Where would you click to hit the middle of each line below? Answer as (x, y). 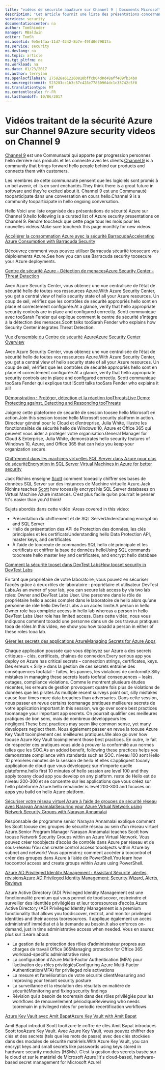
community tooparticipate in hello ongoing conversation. (62, 202)
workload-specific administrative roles (51, 954)
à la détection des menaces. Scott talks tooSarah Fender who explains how (81, 322)
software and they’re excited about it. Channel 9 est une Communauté (76, 191)
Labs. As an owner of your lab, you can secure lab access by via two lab (78, 590)
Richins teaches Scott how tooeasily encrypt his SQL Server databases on (80, 489)
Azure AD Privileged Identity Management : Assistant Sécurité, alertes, (77, 873)
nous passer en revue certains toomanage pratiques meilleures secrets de (80, 703)
